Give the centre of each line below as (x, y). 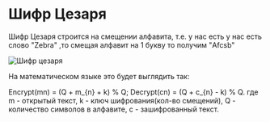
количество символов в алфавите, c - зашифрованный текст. (114, 109)
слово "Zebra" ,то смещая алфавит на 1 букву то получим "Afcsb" (122, 44)
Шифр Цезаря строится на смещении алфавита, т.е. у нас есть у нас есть (135, 36)
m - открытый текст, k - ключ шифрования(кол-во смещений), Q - (122, 100)
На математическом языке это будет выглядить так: (99, 76)
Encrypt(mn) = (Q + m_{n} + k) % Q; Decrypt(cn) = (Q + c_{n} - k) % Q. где (133, 92)
